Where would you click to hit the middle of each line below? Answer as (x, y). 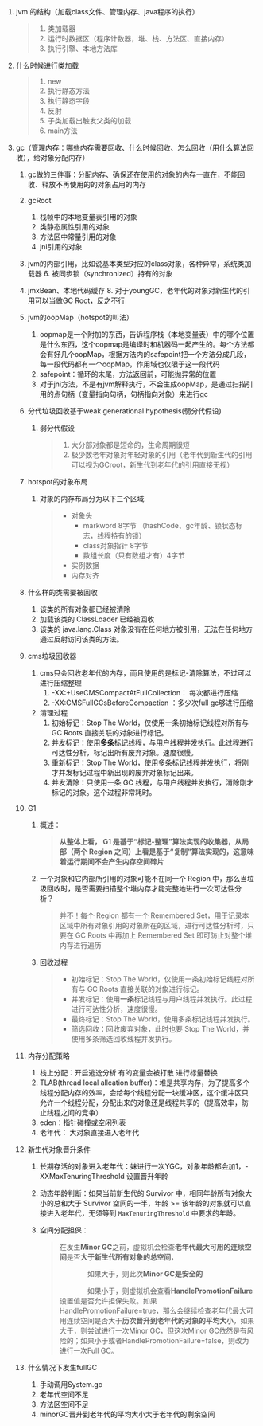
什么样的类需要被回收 (62, 592)
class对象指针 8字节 (116, 545)
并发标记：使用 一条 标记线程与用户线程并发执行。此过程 (162, 999)
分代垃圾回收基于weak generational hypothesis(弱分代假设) (125, 411)
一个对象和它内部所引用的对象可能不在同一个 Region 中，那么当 (143, 878)
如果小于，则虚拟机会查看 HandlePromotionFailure (170, 1291)
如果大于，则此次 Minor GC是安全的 (145, 1274)
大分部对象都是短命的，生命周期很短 (130, 445)
